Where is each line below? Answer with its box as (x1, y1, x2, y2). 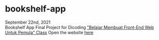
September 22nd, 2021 (5, 19, 51, 25)
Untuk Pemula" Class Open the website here (5, 29, 94, 35)
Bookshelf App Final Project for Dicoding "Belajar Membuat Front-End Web (5, 24, 154, 30)
